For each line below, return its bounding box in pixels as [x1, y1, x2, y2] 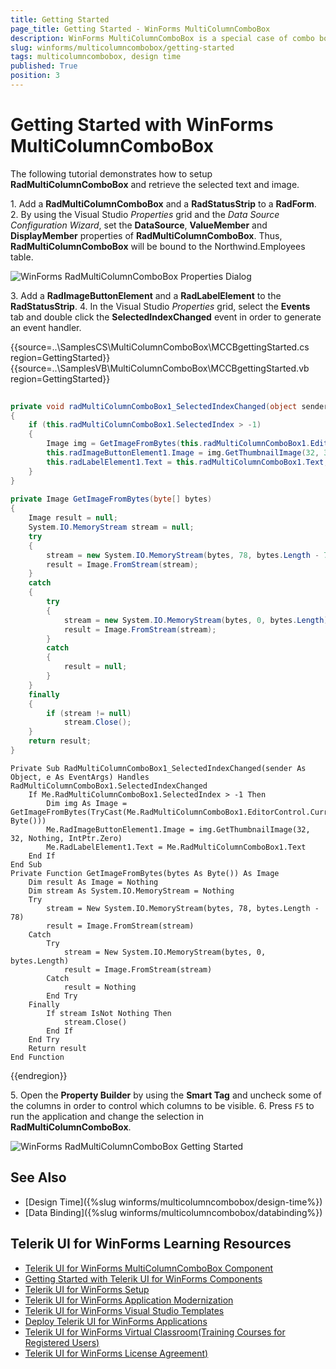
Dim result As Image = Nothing [28, 877, 159, 887]
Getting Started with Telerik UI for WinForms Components [24, 1272, 263, 1285]
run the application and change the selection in [10, 1110, 205, 1122]
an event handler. [10, 321, 82, 333]
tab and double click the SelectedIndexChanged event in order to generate [10, 311, 322, 323]
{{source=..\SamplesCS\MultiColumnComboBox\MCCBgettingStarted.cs [10, 341, 310, 353]
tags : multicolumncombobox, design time [10, 52, 182, 62]
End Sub [10, 859, 43, 870]
